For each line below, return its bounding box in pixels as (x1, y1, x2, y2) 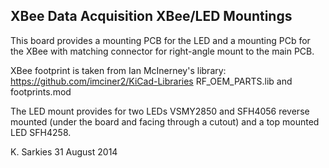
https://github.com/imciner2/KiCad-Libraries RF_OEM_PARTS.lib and (10, 75, 293, 87)
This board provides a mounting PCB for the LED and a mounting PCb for (10, 34, 311, 46)
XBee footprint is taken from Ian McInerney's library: (10, 64, 227, 76)
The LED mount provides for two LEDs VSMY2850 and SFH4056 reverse (10, 105, 310, 117)
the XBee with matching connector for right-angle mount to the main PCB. (10, 45, 315, 57)
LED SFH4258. (10, 126, 72, 138)
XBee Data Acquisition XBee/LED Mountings (10, 8, 293, 25)
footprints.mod (10, 85, 72, 98)
